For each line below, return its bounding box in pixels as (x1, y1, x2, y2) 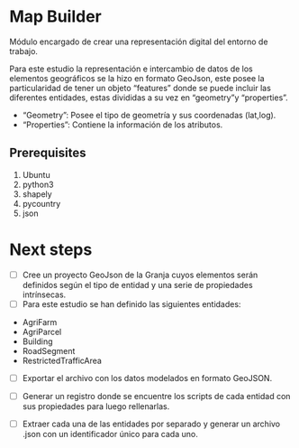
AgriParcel (22, 326, 62, 337)
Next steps (9, 239, 93, 259)
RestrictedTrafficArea (22, 355, 102, 366)
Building (22, 336, 53, 347)
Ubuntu (22, 169, 51, 180)
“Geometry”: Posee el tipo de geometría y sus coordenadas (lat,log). (22, 109, 276, 120)
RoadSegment (22, 345, 76, 356)
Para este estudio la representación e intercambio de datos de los (9, 63, 254, 74)
